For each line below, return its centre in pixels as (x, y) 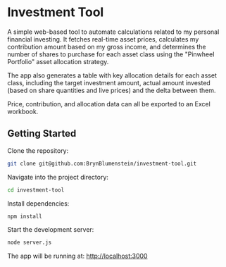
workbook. (23, 111)
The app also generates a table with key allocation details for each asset (112, 75)
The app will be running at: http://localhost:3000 (77, 256)
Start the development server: (51, 230)
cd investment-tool (36, 190)
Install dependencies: (38, 203)
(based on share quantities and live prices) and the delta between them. (112, 90)
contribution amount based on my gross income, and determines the (107, 46)
